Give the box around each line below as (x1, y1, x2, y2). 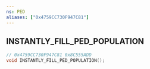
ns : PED (6, 8, 26, 15)
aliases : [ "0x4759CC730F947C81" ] (6, 14, 89, 20)
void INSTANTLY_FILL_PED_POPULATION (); (6, 58, 105, 64)
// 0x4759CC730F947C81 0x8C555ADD (6, 52, 92, 58)
